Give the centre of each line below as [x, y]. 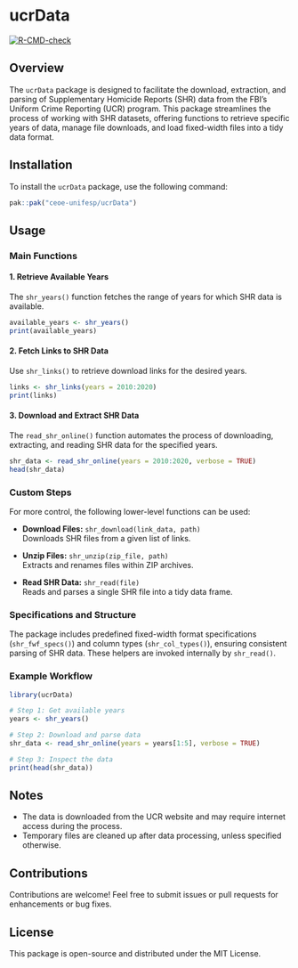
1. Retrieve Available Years [59, 277]
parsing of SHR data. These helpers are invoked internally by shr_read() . [143, 653]
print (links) [33, 395]
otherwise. [42, 845]
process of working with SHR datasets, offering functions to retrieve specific [149, 118]
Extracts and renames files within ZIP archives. [108, 565]
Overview [37, 68]
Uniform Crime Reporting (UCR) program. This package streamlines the [140, 109]
